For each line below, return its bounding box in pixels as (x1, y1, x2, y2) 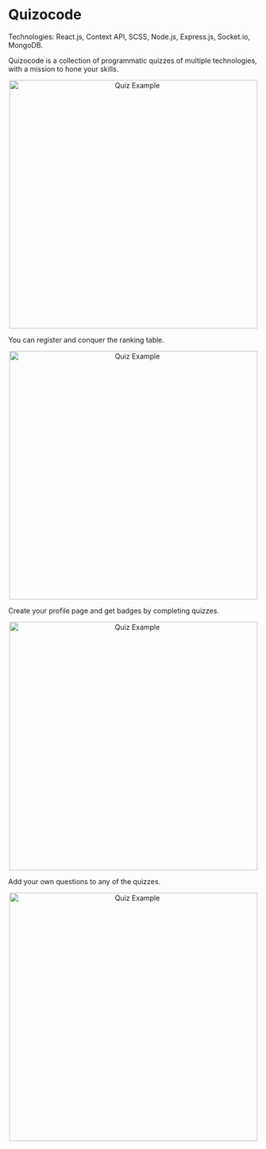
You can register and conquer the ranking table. (8, 335, 165, 344)
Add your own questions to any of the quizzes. (8, 876, 161, 886)
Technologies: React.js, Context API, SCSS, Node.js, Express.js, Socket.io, (8, 32, 250, 41)
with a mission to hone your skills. (8, 64, 119, 73)
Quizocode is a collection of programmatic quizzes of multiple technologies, (8, 56, 257, 65)
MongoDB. (8, 40, 44, 49)
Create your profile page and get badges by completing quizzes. (8, 606, 220, 615)
